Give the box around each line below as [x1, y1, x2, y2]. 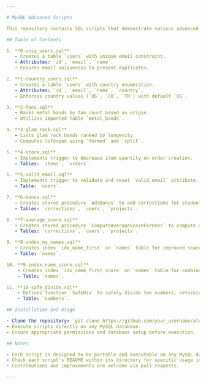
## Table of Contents [6, 36, 62, 43]
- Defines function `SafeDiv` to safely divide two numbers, [17, 290, 177, 296]
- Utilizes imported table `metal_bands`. [14, 116, 124, 122]
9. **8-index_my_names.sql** [6, 239, 81, 246]
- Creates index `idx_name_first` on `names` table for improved [14, 245, 185, 251]
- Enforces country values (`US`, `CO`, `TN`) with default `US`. [14, 93, 188, 99]
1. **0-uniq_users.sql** [6, 47, 70, 54]
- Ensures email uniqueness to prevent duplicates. [14, 65, 150, 71]
